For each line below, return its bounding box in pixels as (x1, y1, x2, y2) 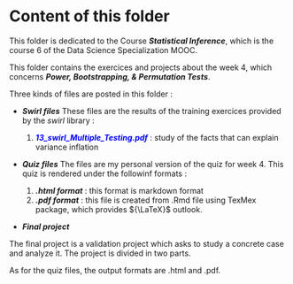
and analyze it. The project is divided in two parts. (9, 248, 192, 258)
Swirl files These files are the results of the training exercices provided (21, 105, 281, 116)
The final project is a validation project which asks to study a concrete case (9, 238, 285, 249)
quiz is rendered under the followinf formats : (21, 168, 188, 179)
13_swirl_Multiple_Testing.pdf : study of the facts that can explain (35, 132, 279, 142)
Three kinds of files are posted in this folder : (9, 88, 173, 99)
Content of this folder (9, 6, 170, 27)
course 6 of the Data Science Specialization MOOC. (9, 44, 198, 55)
